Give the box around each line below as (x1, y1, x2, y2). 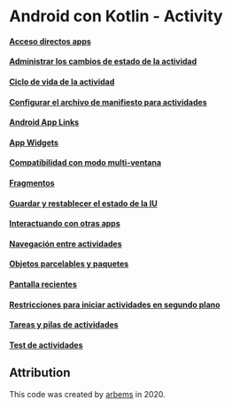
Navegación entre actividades (9, 238, 122, 249)
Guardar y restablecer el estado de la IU (9, 197, 158, 209)
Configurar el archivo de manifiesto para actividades (9, 96, 208, 107)
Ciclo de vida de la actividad (9, 76, 115, 87)
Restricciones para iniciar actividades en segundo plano (9, 299, 220, 310)
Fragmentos (9, 177, 55, 188)
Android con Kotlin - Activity (9, 6, 223, 27)
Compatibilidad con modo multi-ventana (9, 158, 162, 168)
